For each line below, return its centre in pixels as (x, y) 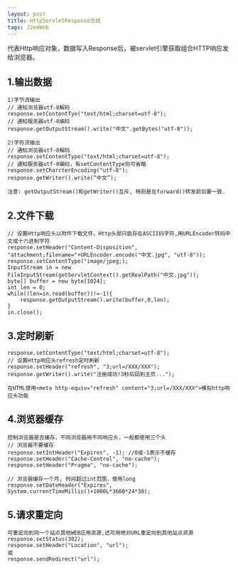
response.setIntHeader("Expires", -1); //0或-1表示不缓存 (92, 452)
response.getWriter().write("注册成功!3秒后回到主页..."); (91, 374)
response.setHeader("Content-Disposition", (73, 247)
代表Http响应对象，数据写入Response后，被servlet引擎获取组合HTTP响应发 (118, 48)
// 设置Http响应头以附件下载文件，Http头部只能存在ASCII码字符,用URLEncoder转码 (117, 234)
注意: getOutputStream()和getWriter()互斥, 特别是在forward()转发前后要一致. (117, 192)
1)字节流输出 (24, 100)
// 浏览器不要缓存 (31, 445)
